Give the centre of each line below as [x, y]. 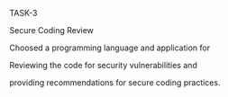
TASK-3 [23, 13]
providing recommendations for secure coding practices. [115, 83]
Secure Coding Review [52, 30]
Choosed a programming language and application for [109, 48]
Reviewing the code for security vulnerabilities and [104, 65]
